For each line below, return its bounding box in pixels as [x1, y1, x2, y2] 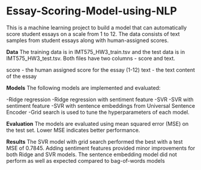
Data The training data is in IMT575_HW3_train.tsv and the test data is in [6, 48, 185, 55]
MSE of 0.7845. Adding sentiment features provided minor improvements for [6, 144, 196, 151]
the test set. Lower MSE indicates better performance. [6, 126, 140, 133]
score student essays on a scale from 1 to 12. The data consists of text [6, 30, 180, 37]
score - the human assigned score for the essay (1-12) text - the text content [6, 66, 195, 73]
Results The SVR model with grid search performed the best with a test [6, 138, 183, 145]
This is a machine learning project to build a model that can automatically [6, 24, 187, 31]
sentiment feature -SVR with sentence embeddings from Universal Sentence [6, 102, 196, 109]
